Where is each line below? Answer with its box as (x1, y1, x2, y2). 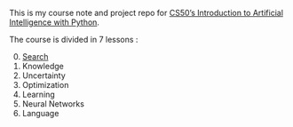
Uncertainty (21, 70, 67, 81)
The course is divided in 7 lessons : (9, 35, 139, 44)
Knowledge (21, 61, 64, 71)
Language (21, 108, 59, 118)
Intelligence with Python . (9, 17, 100, 28)
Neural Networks (21, 99, 84, 109)
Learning (21, 89, 55, 99)
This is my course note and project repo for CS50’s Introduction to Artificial (9, 8, 284, 18)
